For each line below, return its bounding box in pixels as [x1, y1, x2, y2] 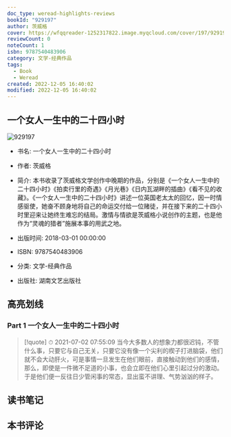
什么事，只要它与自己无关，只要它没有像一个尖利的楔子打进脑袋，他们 [23, 346, 223, 354]
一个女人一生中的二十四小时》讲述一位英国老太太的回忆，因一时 [35, 193, 217, 202]
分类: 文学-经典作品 [16, 262, 72, 270]
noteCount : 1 [7, 42, 45, 49]
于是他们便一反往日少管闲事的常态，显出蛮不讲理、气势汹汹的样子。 [23, 372, 217, 381]
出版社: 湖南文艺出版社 [16, 276, 81, 284]
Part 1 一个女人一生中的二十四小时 [7, 321, 120, 330]
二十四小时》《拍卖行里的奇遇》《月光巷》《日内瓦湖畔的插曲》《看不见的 [16, 184, 217, 193]
